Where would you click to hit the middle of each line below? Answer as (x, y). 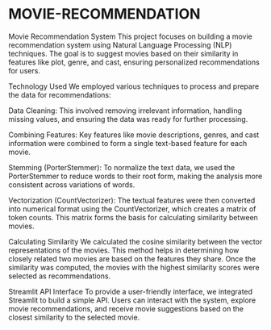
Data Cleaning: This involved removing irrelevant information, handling (125, 111)
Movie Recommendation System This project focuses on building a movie (130, 36)
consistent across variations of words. (72, 184)
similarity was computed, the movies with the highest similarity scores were (134, 267)
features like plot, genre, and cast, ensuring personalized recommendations (134, 62)
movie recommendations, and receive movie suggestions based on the (126, 308)
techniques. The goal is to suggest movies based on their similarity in (123, 53)
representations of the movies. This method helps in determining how (124, 250)
